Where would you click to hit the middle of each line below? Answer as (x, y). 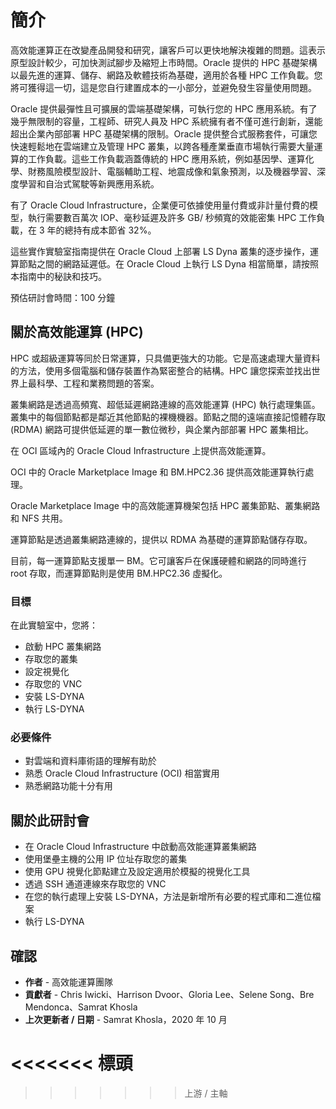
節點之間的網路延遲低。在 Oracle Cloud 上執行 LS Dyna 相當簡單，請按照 (168, 263)
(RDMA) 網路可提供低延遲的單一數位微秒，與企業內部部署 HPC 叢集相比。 (162, 429)
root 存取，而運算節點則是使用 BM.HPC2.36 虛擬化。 (119, 573)
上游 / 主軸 (206, 1093)
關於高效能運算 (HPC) (77, 332)
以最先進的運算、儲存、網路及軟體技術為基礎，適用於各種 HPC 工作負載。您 (166, 75)
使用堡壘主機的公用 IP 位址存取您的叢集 (106, 859)
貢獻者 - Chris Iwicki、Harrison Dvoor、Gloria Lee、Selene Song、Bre (169, 994)
